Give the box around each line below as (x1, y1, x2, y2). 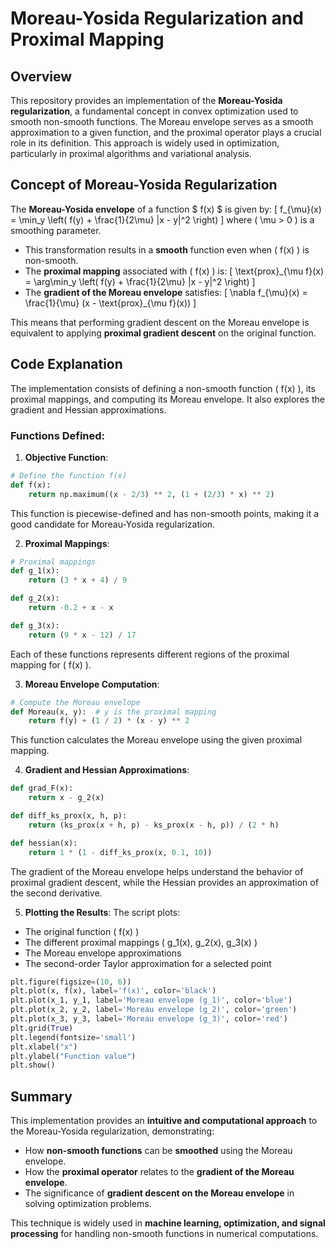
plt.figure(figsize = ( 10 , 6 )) (10, 977, 132, 987)
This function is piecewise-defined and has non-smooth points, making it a (10, 507, 320, 519)
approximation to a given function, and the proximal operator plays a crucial (10, 127, 322, 138)
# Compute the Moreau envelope (10, 697, 141, 707)
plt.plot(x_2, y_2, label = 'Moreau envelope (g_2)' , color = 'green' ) (10, 1005, 298, 1015)
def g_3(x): (10, 620, 60, 631)
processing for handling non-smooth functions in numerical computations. (10, 1228, 319, 1240)
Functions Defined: (10, 428, 106, 442)
